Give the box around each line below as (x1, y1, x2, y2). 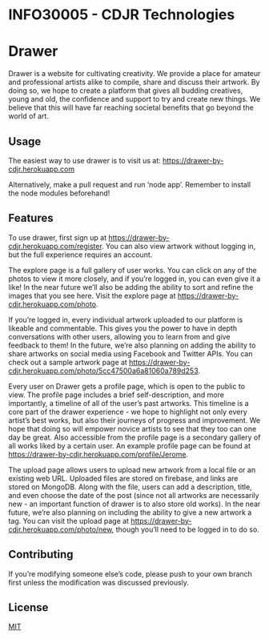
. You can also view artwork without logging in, (101, 241, 256, 251)
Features (8, 211, 54, 225)
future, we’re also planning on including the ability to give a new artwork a (8, 507, 252, 517)
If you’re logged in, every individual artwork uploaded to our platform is (8, 315, 243, 324)
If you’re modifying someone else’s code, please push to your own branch (8, 569, 252, 578)
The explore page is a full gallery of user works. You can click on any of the (8, 265, 258, 275)
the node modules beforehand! (8, 188, 110, 198)
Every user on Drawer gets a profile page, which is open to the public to (8, 381, 246, 391)
